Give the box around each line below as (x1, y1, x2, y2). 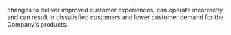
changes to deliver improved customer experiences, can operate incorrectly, (7, 6, 225, 14)
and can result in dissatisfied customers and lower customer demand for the (7, 13, 224, 21)
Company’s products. (7, 21, 68, 28)
